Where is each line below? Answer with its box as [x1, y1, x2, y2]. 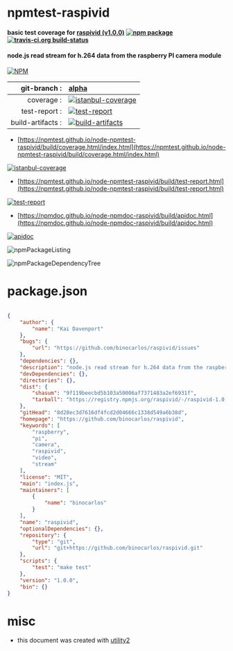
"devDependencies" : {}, [19, 370, 89, 378]
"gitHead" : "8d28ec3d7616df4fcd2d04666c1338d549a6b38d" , [19, 409, 188, 416]
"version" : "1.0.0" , [19, 577, 79, 584]
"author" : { [19, 319, 54, 325]
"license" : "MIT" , [19, 473, 73, 480]
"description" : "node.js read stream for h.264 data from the [19, 364, 203, 371]
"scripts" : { [19, 557, 58, 565]
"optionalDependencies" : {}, [19, 525, 104, 532]
